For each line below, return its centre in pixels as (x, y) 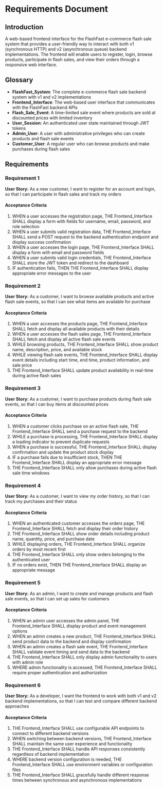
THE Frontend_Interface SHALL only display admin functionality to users (84, 657)
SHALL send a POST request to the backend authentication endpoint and (85, 237)
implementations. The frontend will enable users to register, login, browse (79, 54)
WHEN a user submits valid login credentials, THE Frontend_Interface (81, 257)
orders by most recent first (39, 549)
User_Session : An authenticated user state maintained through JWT (81, 123)
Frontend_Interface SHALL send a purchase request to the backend (80, 431)
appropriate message (33, 570)
